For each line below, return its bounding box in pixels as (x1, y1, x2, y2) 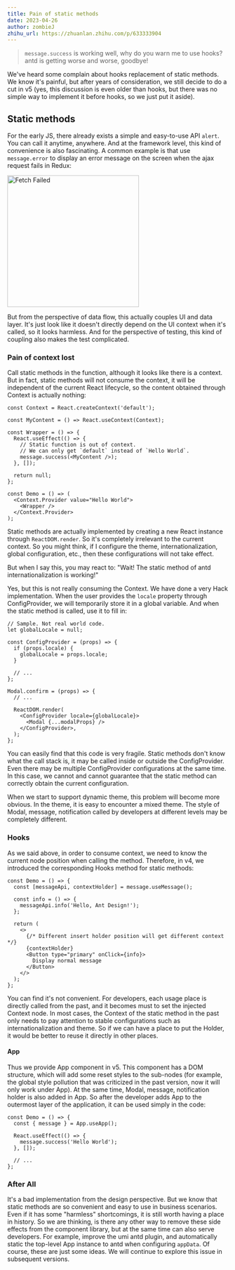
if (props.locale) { (13, 645, 74, 652)
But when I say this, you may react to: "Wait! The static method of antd (7, 563, 212, 572)
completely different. (7, 815, 68, 823)
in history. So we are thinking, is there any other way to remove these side (7, 1217, 221, 1226)
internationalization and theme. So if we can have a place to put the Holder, (7, 1024, 224, 1032)
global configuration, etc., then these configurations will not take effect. (7, 550, 214, 558)
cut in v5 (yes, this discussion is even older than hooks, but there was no (7, 85, 217, 93)
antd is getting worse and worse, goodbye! (24, 57, 149, 65)
